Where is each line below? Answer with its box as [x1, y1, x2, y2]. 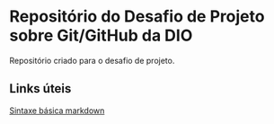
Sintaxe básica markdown [9, 105, 105, 116]
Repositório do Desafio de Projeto [9, 6, 265, 27]
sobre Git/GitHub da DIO [9, 25, 193, 46]
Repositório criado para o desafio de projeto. [9, 55, 175, 66]
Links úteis [9, 81, 72, 96]
